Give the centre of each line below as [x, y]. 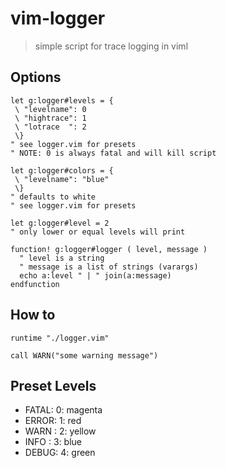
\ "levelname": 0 [50, 109]
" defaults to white [53, 197]
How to [33, 315]
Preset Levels [53, 385]
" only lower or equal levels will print [98, 232]
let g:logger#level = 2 [60, 223]
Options [36, 77]
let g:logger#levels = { [62, 100]
